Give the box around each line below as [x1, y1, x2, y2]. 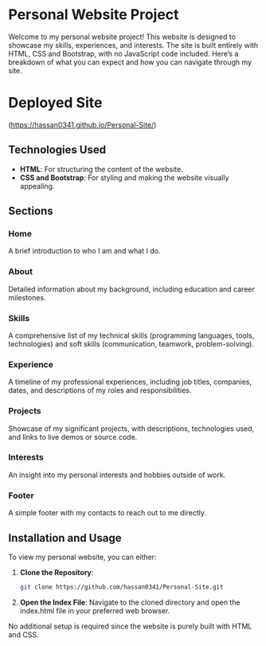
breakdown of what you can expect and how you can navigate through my [8, 57, 252, 67]
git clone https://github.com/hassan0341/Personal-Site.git [19, 583, 224, 591]
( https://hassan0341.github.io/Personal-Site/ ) [8, 119, 157, 129]
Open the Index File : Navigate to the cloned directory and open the [19, 597, 241, 607]
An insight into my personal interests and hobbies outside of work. [8, 470, 226, 480]
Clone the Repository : [19, 567, 94, 577]
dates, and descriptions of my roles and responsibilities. [8, 386, 192, 395]
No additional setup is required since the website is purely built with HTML [8, 621, 252, 631]
